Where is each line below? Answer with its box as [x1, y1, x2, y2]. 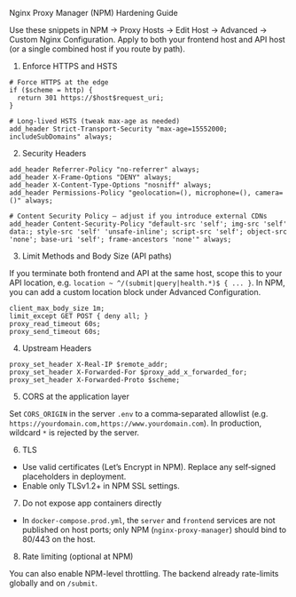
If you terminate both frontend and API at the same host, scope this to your [9, 268, 283, 278]
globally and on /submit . [9, 577, 98, 588]
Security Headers [21, 148, 87, 158]
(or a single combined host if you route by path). [9, 44, 186, 54]
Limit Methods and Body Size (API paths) [21, 251, 173, 261]
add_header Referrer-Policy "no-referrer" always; [9, 165, 200, 174]
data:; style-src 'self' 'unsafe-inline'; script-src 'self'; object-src [9, 227, 288, 236]
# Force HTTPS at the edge [9, 78, 109, 87]
